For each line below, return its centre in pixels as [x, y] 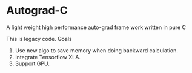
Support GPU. [32, 63]
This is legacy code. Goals [39, 39]
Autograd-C [37, 11]
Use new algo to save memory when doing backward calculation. [97, 50]
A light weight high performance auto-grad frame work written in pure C [96, 27]
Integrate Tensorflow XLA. [48, 57]
